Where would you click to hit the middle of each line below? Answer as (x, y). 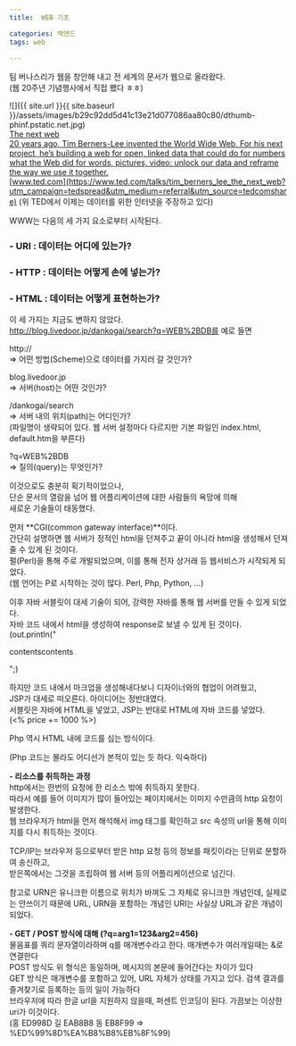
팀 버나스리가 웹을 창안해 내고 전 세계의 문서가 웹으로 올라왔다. (117, 77)
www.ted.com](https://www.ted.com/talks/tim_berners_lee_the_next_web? (149, 182)
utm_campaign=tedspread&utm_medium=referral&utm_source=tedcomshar (148, 191)
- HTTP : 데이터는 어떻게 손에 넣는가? (85, 272)
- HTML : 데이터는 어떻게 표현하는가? (85, 298)
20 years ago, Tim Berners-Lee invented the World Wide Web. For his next (146, 144)
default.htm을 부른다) (47, 439)
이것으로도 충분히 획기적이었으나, (67, 486)
